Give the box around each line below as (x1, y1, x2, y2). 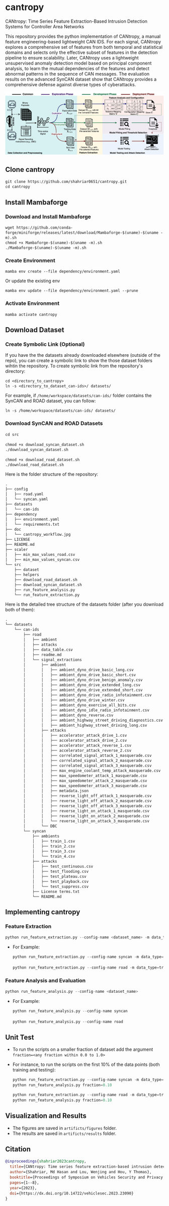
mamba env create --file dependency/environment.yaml (5, 269, 121, 274)
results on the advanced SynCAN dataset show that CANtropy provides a (5, 76, 157, 82)
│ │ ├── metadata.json (23, 788, 89, 793)
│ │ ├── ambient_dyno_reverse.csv (23, 713, 114, 718)
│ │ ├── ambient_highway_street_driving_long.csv (23, 723, 147, 728)
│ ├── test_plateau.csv (32, 874, 87, 879)
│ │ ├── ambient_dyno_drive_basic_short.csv (23, 672, 136, 677)
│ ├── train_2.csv (32, 844, 75, 849)
